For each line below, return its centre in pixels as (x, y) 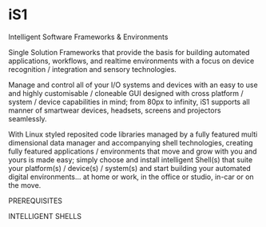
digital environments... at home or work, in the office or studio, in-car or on (131, 177)
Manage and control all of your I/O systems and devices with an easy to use (133, 85)
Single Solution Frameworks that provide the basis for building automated (129, 52)
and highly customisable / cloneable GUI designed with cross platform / (126, 93)
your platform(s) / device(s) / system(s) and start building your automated (130, 168)
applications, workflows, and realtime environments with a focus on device (131, 61)
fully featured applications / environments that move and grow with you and (133, 151)
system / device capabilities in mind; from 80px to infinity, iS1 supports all (129, 102)
